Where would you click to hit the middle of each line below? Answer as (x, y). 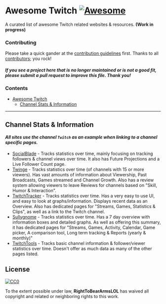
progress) (16, 29)
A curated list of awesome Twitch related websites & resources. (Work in (79, 24)
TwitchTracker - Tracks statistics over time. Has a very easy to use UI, (83, 196)
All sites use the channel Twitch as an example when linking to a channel (81, 137)
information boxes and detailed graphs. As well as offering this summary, (86, 222)
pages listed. (25, 254)
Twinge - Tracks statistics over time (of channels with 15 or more (78, 169)
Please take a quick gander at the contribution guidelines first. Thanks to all (82, 53)
